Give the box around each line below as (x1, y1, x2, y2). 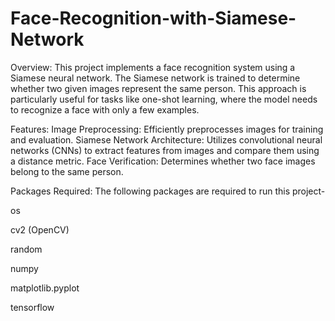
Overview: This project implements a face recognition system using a (10, 61, 296, 73)
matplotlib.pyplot (10, 282, 80, 294)
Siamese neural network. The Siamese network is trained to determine (10, 72, 301, 84)
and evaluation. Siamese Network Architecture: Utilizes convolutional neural (10, 133, 323, 146)
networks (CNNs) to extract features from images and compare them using (10, 144, 320, 156)
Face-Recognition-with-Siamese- (10, 7, 297, 30)
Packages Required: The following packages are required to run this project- (10, 185, 326, 197)
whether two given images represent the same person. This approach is (10, 82, 307, 94)
